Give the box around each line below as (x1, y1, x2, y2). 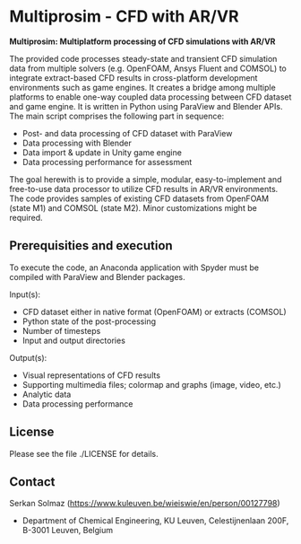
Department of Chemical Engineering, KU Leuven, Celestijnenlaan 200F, (21, 515, 289, 526)
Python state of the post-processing (21, 316, 157, 327)
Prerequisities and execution (9, 238, 173, 253)
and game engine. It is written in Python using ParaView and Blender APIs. (9, 101, 283, 111)
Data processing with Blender (21, 137, 132, 148)
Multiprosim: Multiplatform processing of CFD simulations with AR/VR (9, 36, 276, 47)
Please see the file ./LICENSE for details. (9, 448, 159, 459)
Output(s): (9, 352, 47, 363)
